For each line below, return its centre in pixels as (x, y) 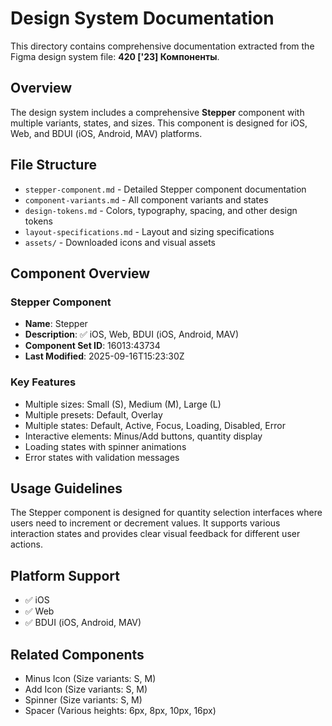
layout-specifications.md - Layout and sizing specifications (149, 231)
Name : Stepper (56, 324)
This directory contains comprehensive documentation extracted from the (162, 46)
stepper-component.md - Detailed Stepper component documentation (165, 189)
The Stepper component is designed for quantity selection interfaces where (166, 513)
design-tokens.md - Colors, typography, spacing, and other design (161, 210)
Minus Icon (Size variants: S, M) (90, 678)
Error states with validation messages (102, 457)
